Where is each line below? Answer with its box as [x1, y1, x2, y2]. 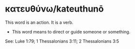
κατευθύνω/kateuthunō [5, 3, 104, 15]
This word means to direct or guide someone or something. [12, 29, 131, 34]
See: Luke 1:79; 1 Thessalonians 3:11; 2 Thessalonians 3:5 [5, 38, 120, 44]
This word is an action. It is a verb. [5, 19, 74, 25]
